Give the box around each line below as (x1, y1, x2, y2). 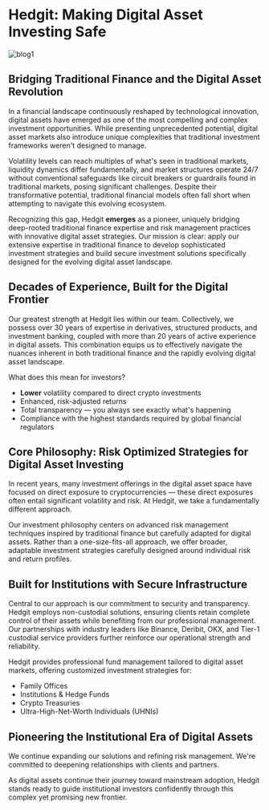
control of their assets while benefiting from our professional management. (8, 616, 256, 625)
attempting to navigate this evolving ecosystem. (8, 198, 167, 208)
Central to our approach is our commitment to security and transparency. (8, 599, 251, 609)
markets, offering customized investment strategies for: (8, 666, 192, 675)
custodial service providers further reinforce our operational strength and (8, 633, 251, 643)
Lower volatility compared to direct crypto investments (19, 388, 202, 397)
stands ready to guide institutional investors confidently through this (8, 784, 234, 793)
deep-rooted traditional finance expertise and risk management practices (8, 222, 251, 232)
